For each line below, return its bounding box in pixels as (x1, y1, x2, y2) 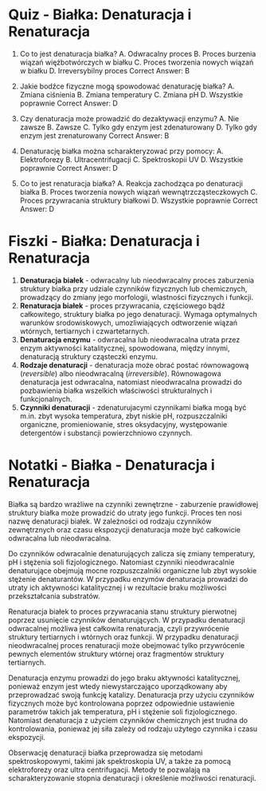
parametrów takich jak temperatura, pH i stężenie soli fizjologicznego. (8, 706, 237, 716)
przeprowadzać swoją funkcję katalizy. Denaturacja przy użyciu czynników (8, 690, 255, 699)
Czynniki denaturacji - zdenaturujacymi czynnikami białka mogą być (19, 402, 247, 412)
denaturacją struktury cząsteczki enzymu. (19, 351, 158, 361)
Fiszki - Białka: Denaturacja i (8, 232, 201, 251)
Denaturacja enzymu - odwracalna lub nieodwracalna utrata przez (19, 334, 241, 344)
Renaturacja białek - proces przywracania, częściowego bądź (19, 301, 225, 310)
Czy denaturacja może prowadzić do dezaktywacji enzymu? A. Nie (19, 113, 240, 123)
